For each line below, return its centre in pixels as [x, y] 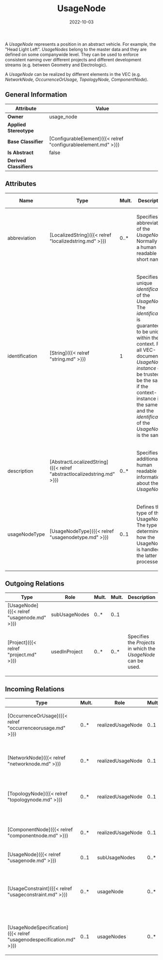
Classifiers [20, 166]
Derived [17, 160]
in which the [142, 649]
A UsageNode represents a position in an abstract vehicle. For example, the [81, 44]
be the [144, 380]
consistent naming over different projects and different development [73, 59]
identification [22, 356]
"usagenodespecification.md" [42, 940]
